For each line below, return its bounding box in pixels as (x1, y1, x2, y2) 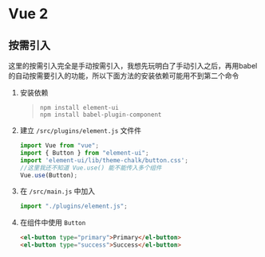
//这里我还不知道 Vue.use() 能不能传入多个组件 (19, 164, 162, 172)
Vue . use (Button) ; (19, 171, 78, 179)
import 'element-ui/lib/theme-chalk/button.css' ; (19, 156, 189, 164)
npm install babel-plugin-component (39, 111, 162, 119)
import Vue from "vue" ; (19, 142, 100, 150)
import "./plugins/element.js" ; (19, 202, 128, 211)
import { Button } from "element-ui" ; (19, 149, 149, 157)
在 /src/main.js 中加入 (19, 186, 96, 196)
